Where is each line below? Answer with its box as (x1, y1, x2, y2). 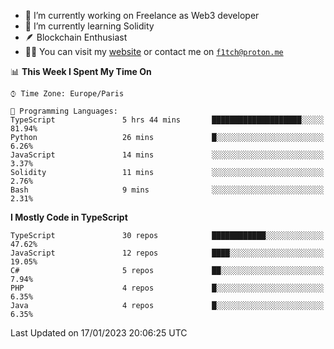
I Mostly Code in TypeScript (10, 211, 128, 223)
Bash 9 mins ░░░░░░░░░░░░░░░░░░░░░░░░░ (10, 185, 325, 195)
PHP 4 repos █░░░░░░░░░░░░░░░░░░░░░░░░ (10, 283, 325, 293)
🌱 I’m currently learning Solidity (24, 20, 155, 32)
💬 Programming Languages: (10, 106, 118, 116)
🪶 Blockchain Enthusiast (24, 31, 128, 43)
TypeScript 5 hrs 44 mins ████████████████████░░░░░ (10, 115, 325, 125)
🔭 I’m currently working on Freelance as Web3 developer (24, 10, 260, 21)
